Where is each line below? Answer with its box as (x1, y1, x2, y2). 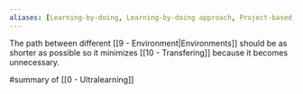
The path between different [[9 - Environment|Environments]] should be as (9, 38, 288, 48)
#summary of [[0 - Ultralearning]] (9, 73, 134, 85)
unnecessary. (9, 56, 60, 67)
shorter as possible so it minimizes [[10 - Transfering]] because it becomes (9, 47, 289, 58)
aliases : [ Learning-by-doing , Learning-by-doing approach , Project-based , (9, 13, 297, 22)
